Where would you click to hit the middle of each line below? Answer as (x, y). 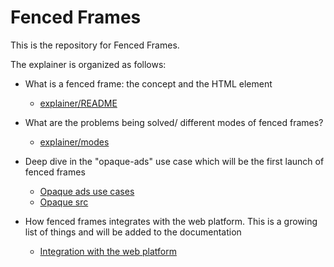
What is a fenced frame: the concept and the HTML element (148, 83)
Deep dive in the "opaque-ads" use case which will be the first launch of (174, 161)
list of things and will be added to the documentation (133, 232)
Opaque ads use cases (87, 191)
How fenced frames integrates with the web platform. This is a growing (171, 221)
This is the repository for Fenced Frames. (95, 45)
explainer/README (78, 103)
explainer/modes (74, 142)
